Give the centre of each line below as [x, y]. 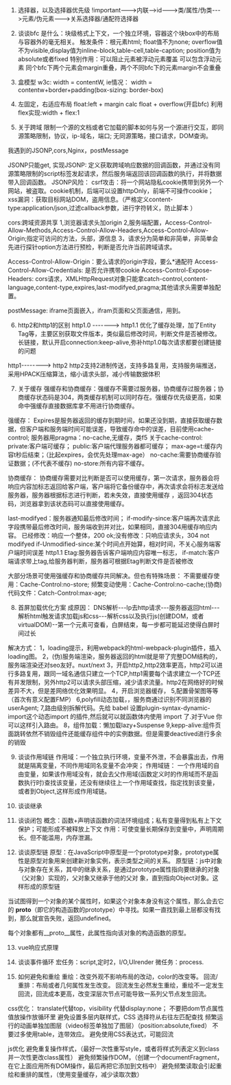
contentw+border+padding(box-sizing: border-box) [90, 90]
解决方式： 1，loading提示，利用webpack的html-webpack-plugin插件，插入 [114, 648]
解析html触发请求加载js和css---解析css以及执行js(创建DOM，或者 [111, 616]
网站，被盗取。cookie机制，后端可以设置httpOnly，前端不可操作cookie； [111, 191]
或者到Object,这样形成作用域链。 [64, 791]
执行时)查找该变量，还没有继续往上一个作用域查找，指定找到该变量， [121, 783]
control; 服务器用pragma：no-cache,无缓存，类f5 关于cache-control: [105, 437]
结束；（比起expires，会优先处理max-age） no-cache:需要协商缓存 [121, 455]
